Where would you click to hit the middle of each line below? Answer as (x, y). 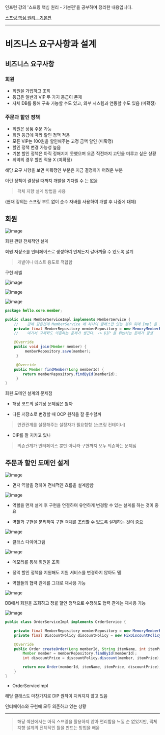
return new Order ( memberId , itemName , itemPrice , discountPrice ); (92, 667)
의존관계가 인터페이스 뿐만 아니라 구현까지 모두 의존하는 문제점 (77, 446)
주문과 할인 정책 (23, 117)
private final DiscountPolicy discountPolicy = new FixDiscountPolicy (88, 635)
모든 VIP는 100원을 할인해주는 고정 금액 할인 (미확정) (63, 141)
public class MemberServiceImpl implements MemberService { (68, 319)
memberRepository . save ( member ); (58, 351)
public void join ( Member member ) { (50, 347)
